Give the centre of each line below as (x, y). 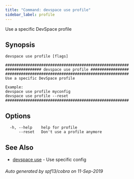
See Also (19, 147)
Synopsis (20, 45)
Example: (14, 87)
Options (18, 116)
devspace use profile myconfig (38, 92)
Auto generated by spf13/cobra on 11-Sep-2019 (54, 171)
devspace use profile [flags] (37, 56)
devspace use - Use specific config (49, 159)
